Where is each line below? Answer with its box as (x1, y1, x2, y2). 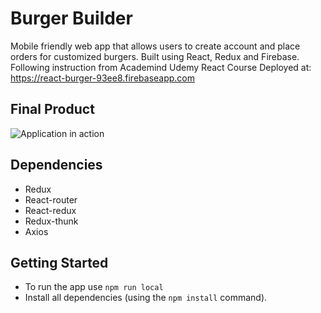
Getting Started (10, 254, 109, 271)
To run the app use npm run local (24, 281, 164, 293)
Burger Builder (10, 7, 133, 30)
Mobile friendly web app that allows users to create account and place (10, 40, 301, 52)
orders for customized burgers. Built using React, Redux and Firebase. (10, 50, 300, 62)
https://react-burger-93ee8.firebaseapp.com (10, 72, 196, 84)
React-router (24, 193, 78, 206)
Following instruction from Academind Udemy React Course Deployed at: (10, 61, 312, 73)
